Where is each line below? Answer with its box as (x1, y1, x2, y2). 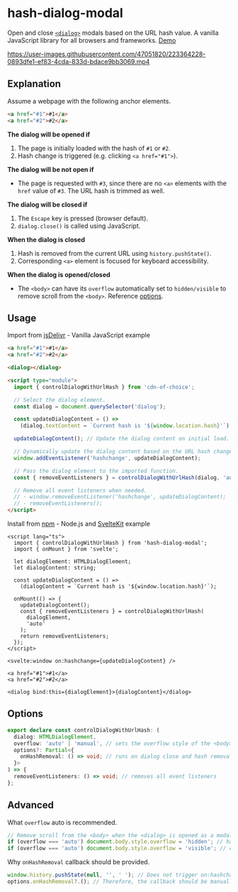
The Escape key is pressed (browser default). (17, 214, 149, 222)
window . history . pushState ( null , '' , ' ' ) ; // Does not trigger (7, 871, 198, 879)
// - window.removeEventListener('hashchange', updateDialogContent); (13, 494, 227, 501)
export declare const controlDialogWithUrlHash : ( (7, 727, 160, 734)
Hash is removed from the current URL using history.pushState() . (17, 249, 212, 257)
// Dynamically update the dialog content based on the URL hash (13, 448, 211, 455)
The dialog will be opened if (7, 130, 91, 138)
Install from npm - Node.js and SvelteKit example (7, 520, 151, 528)
